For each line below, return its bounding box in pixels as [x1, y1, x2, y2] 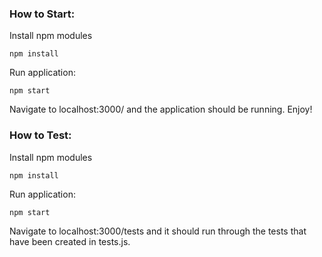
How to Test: [9, 128, 72, 142]
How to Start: [9, 7, 76, 21]
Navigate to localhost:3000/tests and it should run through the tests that [9, 225, 307, 237]
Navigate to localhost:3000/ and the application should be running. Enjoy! [9, 103, 313, 116]
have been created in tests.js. [9, 235, 131, 247]
